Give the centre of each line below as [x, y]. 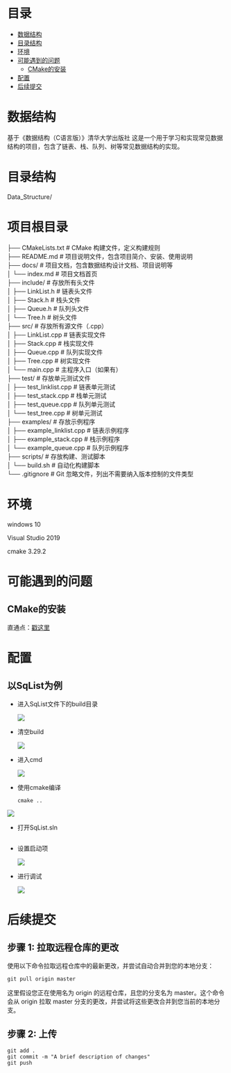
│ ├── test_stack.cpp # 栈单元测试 [57, 395]
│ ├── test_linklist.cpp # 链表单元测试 [61, 387]
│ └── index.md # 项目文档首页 [52, 273]
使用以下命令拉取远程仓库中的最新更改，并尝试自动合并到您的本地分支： [110, 965]
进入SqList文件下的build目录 [58, 704]
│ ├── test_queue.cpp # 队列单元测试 [61, 404]
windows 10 [24, 524]
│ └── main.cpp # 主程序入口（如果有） [65, 369]
